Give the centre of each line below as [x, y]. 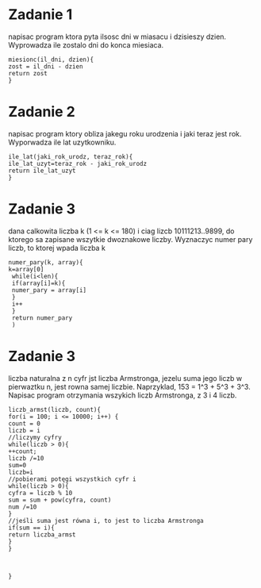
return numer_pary [42, 318]
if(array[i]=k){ [38, 283]
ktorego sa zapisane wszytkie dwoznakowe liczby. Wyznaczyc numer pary [130, 239]
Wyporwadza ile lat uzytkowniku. [62, 142]
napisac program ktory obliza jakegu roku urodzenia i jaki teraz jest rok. [125, 133]
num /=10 [23, 507]
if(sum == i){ [32, 528]
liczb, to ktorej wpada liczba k [57, 248]
